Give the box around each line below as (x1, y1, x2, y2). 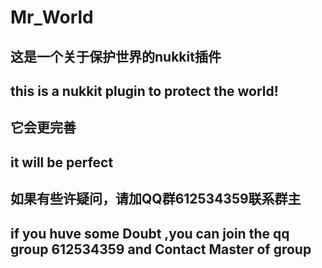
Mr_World (10, 6, 94, 29)
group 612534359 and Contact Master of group (10, 241, 312, 258)
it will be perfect (10, 154, 114, 171)
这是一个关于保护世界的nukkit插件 (10, 48, 222, 65)
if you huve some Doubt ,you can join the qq (10, 225, 290, 242)
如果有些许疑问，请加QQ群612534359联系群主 (10, 191, 302, 208)
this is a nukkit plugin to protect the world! (10, 82, 279, 100)
